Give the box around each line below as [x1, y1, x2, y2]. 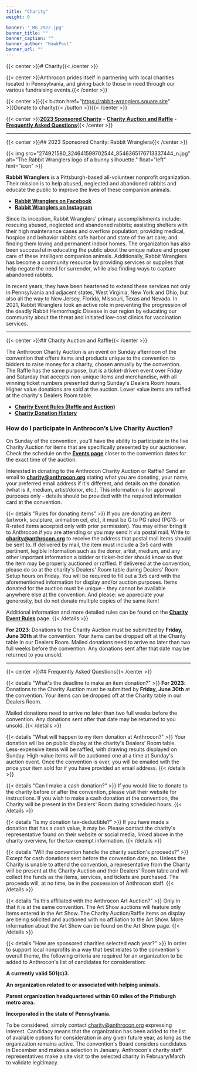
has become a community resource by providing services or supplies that [6, 259, 184, 266]
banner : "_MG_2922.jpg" [6, 25, 64, 31]
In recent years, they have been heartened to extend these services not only [6, 282, 191, 289]
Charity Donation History [14, 409, 77, 417]
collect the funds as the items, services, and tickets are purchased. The [6, 874, 179, 881]
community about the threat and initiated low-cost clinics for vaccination [6, 313, 182, 320]
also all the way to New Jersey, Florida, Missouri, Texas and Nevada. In [6, 295, 178, 302]
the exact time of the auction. [6, 456, 77, 464]
